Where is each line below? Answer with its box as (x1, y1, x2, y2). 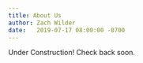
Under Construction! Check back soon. (8, 48, 136, 57)
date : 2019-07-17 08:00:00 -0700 (8, 26, 126, 34)
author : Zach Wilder (8, 19, 77, 27)
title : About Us (8, 11, 62, 20)
